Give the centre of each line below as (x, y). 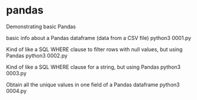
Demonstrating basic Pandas (41, 26)
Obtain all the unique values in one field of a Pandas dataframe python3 (93, 84)
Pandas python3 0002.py (37, 55)
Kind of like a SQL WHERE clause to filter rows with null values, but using (94, 49)
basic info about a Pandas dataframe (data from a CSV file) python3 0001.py (99, 38)
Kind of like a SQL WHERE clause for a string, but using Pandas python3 (94, 67)
